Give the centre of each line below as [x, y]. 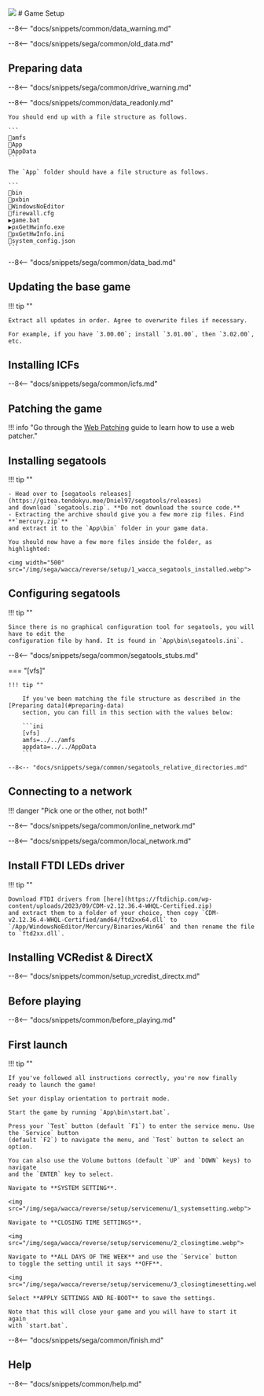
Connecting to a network [70, 792]
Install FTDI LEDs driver [66, 866]
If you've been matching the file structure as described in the [132, 699]
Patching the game [55, 408]
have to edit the [37, 634]
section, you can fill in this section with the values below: [128, 712]
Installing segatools [57, 460]
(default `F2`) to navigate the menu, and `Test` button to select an [126, 1140]
